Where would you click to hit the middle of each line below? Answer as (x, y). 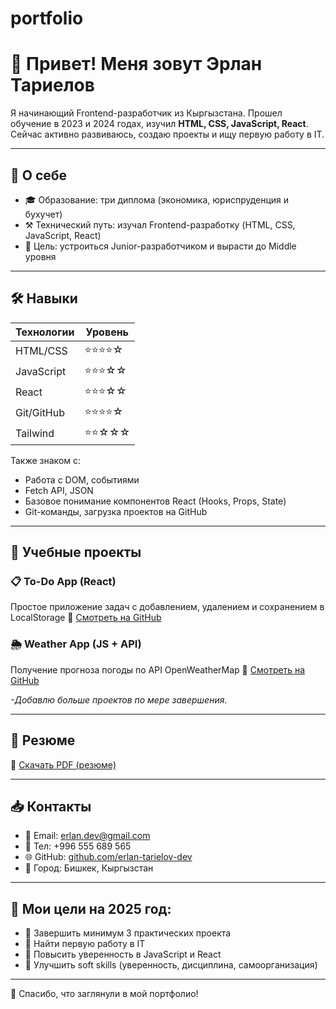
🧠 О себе (39, 175)
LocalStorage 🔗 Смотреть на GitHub (86, 618)
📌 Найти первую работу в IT (85, 944)
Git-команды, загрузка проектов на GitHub (116, 511)
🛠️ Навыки (44, 298)
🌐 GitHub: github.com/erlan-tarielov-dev (108, 857)
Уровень (107, 332)
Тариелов (52, 85)
